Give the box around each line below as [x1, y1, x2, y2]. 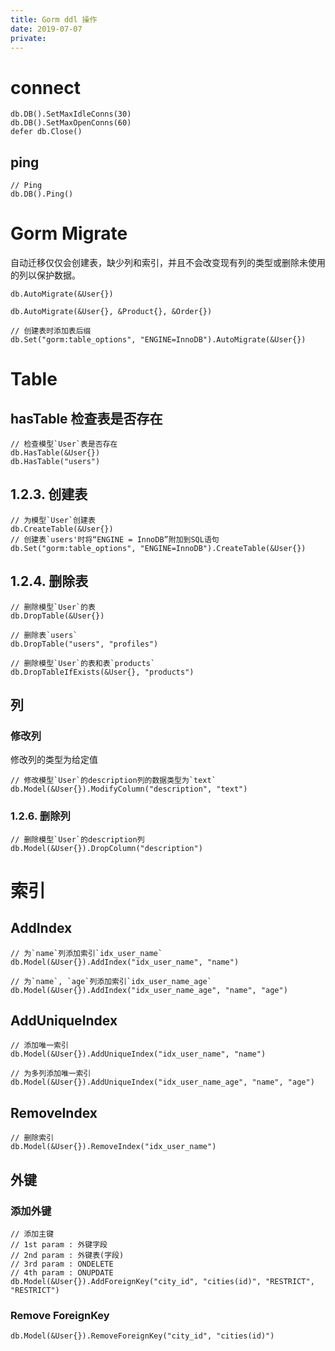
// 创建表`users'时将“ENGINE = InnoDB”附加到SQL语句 [10, 534, 220, 545]
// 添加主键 [10, 1229, 55, 1239]
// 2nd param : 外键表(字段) [10, 1250, 125, 1260]
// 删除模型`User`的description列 [10, 834, 145, 845]
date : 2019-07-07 [10, 24, 83, 34]
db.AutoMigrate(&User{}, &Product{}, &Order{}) [10, 307, 213, 317]
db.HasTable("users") [10, 457, 101, 467]
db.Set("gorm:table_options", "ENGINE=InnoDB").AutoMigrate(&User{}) [10, 335, 307, 345]
